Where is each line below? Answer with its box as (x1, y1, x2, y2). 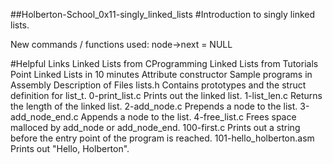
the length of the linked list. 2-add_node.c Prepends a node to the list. (10, 100, 298, 112)
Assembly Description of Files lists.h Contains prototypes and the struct (10, 79, 307, 91)
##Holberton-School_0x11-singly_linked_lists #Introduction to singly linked (10, 9, 316, 20)
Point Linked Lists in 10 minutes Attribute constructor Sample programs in (10, 69, 313, 80)
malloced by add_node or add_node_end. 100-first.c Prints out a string (10, 122, 301, 133)
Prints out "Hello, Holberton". (10, 143, 130, 154)
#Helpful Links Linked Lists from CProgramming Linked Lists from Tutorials (10, 58, 319, 69)
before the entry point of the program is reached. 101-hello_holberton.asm (10, 132, 315, 144)
